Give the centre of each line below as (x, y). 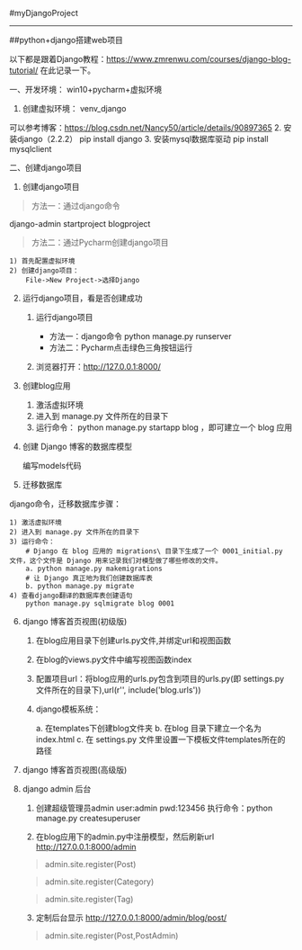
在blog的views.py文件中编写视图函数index (114, 659)
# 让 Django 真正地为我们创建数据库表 (89, 578)
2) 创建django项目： (44, 271)
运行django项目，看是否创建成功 (82, 298)
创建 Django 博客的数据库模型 (77, 446)
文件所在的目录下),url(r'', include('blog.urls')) (118, 690)
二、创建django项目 (46, 167)
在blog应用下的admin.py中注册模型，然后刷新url (125, 837)
